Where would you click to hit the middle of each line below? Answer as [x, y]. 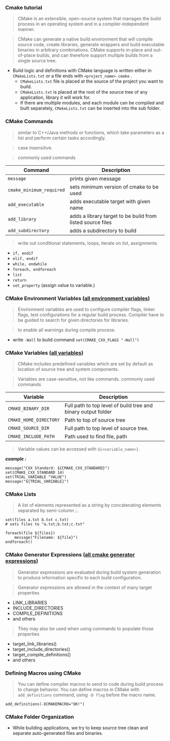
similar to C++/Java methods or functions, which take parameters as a [91, 132]
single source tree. [37, 61]
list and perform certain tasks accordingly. [62, 138]
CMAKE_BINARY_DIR [29, 409]
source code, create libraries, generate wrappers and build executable [91, 45]
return [19, 280]
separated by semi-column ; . [48, 510]
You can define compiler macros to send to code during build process [90, 684]
